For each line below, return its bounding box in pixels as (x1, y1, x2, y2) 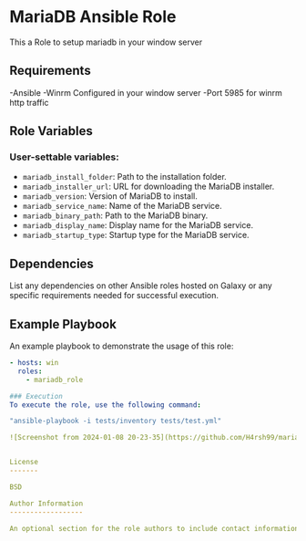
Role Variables (9, 123, 93, 139)
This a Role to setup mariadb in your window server (9, 36, 203, 47)
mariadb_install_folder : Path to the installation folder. (22, 172, 228, 182)
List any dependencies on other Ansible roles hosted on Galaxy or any (9, 280, 273, 291)
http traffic (9, 97, 49, 108)
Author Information (9, 499, 84, 508)
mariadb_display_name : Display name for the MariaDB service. (22, 220, 253, 231)
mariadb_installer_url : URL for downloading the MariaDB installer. (22, 181, 275, 192)
